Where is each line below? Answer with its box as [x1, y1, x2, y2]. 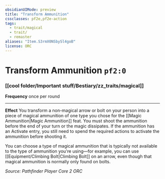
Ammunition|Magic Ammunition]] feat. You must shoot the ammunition [5, 118, 147, 124]
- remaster [9, 35, 32, 40]
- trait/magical [9, 26, 43, 30]
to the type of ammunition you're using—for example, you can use [5, 148, 139, 154]
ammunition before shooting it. [5, 133, 67, 140]
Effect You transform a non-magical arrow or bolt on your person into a [5, 107, 150, 113]
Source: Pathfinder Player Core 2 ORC [5, 168, 82, 174]
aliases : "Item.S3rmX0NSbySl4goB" [5, 39, 76, 44]
